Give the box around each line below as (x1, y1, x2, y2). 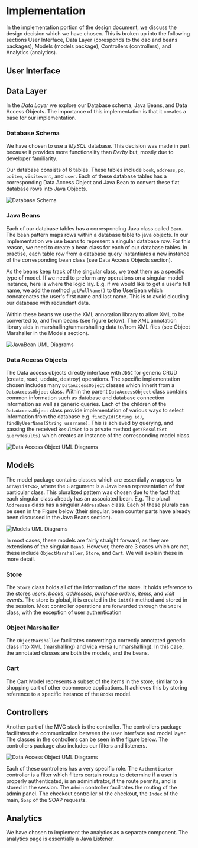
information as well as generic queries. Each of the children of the (6, 401, 167, 408)
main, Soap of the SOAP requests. (6, 796, 87, 803)
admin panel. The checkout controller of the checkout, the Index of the (6, 790, 178, 797)
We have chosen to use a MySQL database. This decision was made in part (6, 142, 190, 150)
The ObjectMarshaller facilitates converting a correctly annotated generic (6, 637, 186, 644)
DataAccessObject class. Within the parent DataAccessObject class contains (6, 388, 188, 395)
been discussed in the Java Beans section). (6, 514, 112, 521)
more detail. (6, 555, 35, 563)
